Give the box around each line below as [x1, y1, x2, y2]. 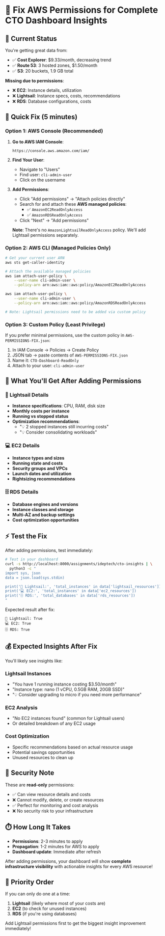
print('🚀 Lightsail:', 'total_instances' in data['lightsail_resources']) [5, 584, 162, 589]
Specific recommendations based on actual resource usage [12, 744, 134, 750]
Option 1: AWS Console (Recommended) [5, 128, 103, 135]
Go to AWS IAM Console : [12, 138, 64, 144]
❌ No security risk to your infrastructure [12, 808, 93, 814]
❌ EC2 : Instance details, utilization [12, 87, 82, 93]
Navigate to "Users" [19, 166, 60, 172]
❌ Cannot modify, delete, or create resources [12, 797, 104, 802]
